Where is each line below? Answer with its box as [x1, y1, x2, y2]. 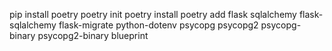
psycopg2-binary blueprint [37, 30, 149, 41]
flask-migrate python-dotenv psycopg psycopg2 [58, 19, 259, 31]
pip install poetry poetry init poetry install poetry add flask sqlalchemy [9, 9, 297, 20]
